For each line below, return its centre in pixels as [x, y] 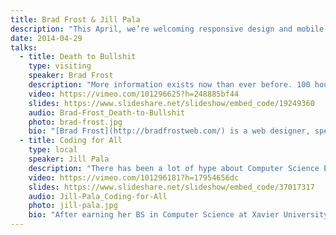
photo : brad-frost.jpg [75, 122]
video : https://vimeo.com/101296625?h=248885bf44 [134, 94]
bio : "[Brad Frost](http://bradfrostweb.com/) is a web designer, [169, 131]
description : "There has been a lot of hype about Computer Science [174, 168]
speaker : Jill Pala [69, 159]
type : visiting [60, 66]
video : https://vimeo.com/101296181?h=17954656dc [134, 177]
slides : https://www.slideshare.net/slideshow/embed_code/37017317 [171, 187]
